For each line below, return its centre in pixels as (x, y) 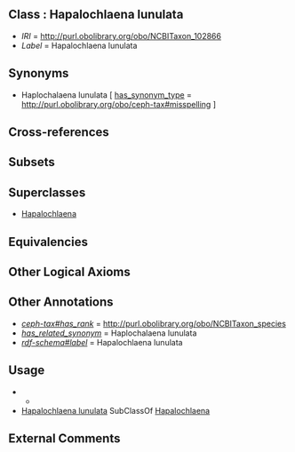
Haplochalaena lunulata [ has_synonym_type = (107, 95)
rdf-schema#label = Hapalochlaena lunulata (102, 342)
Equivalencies (48, 242)
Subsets (32, 162)
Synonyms (39, 73)
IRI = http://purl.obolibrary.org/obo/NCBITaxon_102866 (121, 36)
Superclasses (47, 192)
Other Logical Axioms (69, 272)
